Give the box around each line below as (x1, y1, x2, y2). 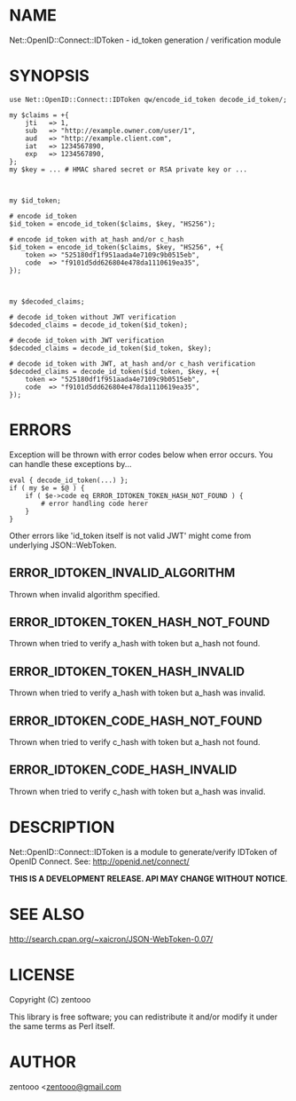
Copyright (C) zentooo (9, 994, 91, 1004)
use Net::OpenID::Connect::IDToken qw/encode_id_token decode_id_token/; (9, 95, 288, 104)
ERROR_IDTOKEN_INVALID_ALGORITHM (9, 566, 236, 581)
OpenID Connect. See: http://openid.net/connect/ (9, 856, 190, 867)
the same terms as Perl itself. (9, 1020, 115, 1031)
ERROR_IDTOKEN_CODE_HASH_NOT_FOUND (9, 713, 263, 728)
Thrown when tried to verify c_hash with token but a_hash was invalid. (9, 786, 266, 796)
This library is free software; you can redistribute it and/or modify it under (9, 1011, 278, 1022)
